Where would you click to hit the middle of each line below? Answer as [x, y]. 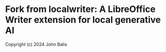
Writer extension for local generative [83, 20]
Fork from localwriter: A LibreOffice [80, 9]
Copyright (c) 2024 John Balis [36, 44]
